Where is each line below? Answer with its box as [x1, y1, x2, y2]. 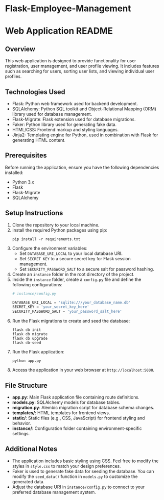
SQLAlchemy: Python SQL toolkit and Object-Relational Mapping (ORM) [12, 106, 157, 112]
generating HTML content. [12, 137, 66, 143]
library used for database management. [12, 111, 92, 117]
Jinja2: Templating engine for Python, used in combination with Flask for [12, 132, 158, 138]
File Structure [5, 381, 47, 390]
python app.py [12, 358, 41, 363]
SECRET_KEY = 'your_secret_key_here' [12, 304, 90, 309]
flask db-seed [12, 340, 41, 346]
